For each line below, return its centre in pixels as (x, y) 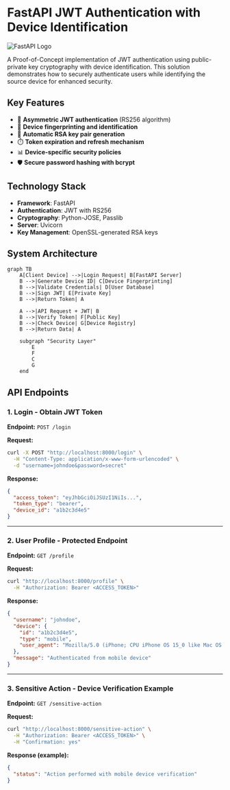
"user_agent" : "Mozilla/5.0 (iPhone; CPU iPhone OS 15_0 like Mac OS (121, 645)
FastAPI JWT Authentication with (104, 13)
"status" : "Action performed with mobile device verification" (105, 774)
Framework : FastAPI (46, 203)
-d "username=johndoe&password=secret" (70, 465)
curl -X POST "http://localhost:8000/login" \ (75, 453)
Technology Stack (47, 187)
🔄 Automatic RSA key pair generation (71, 134)
